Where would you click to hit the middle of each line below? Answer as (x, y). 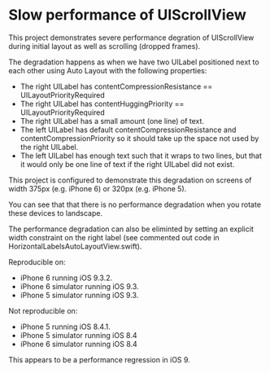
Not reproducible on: (43, 310)
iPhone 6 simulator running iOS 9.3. (80, 286)
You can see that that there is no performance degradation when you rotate (135, 204)
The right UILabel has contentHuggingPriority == (102, 103)
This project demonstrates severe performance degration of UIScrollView (131, 37)
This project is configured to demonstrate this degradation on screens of (130, 180)
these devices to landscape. (56, 213)
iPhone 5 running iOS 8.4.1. (65, 327)
